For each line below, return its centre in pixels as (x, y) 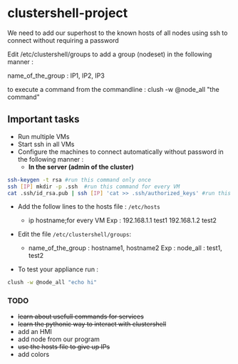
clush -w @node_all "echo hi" (52, 283)
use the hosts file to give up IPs (64, 346)
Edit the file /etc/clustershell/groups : (74, 234)
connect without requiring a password (63, 40)
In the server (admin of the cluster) (81, 167)
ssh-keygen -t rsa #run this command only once (79, 180)
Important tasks (43, 119)
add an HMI (35, 331)
